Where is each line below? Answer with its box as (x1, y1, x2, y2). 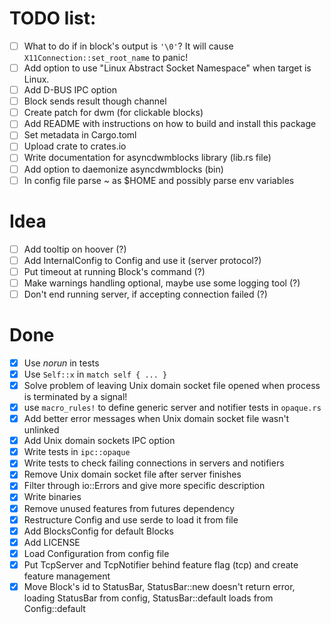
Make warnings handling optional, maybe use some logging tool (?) (23, 277, 301, 289)
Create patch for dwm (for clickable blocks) (23, 107, 204, 119)
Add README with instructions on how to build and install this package (23, 118, 317, 130)
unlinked (23, 424, 60, 436)
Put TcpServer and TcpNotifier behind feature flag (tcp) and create (23, 558, 299, 571)
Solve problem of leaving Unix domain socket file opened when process (23, 379, 321, 391)
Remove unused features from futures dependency (23, 502, 236, 514)
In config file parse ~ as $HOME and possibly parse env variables (23, 174, 295, 186)
